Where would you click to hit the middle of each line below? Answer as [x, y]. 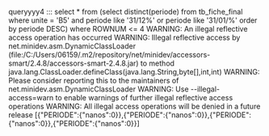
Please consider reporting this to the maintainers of [94, 81]
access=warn [31, 98]
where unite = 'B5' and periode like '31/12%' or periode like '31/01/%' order [133, 20]
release [21, 115]
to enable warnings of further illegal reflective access [144, 98]
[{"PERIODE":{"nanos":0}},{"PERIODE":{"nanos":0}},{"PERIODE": [143, 115]
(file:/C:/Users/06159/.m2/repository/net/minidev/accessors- [109, 55]
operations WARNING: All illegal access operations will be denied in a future [134, 106]
